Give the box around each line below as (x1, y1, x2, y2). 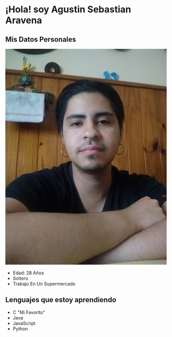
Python (12, 325, 28, 332)
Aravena (5, 14, 42, 26)
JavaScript (12, 320, 36, 326)
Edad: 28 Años (12, 270, 45, 276)
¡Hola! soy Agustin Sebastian (5, 4, 132, 15)
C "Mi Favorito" (12, 309, 45, 315)
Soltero (12, 275, 28, 281)
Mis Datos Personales (5, 35, 76, 44)
